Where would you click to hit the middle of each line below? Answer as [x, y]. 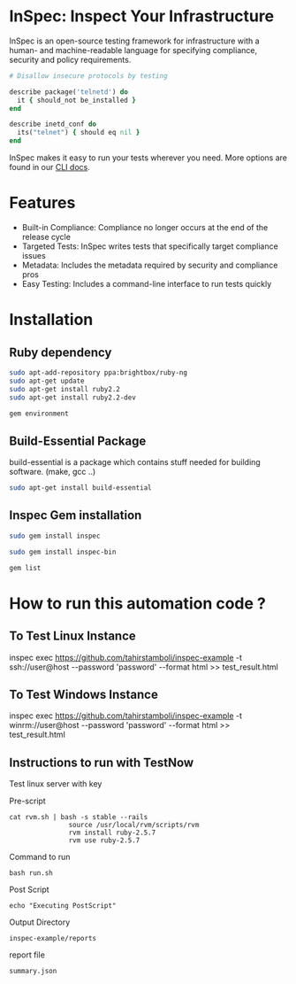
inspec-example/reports [53, 939]
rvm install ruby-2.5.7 [112, 833]
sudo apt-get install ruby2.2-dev [73, 397]
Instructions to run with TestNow [102, 762]
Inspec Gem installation [76, 515]
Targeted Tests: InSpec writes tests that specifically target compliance [150, 246]
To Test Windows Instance [84, 694]
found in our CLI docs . [49, 167]
